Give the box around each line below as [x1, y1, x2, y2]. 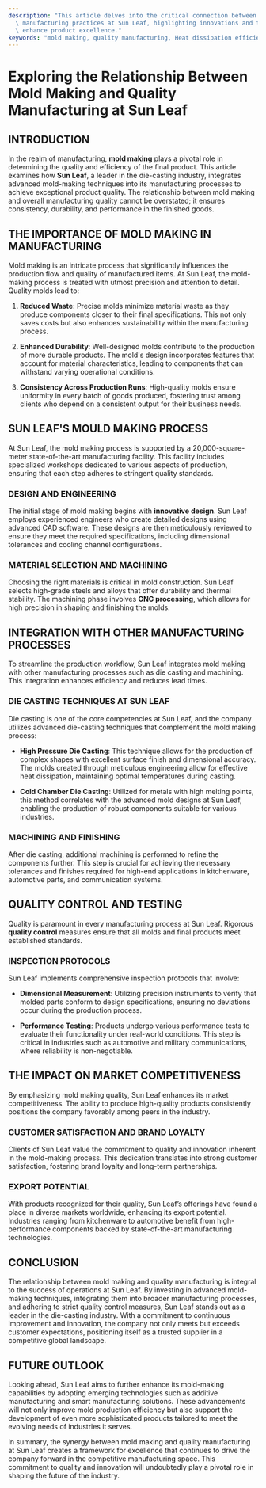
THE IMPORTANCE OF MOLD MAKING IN [8, 227, 211, 241]
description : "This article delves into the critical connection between [8, 11, 257, 20]
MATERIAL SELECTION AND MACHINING [8, 560, 168, 571]
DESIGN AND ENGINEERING [8, 488, 116, 499]
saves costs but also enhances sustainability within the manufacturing [19, 318, 249, 328]
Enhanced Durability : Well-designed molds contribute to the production [19, 342, 255, 352]
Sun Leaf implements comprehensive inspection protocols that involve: [8, 973, 240, 983]
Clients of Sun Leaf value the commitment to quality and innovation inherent [8, 1145, 256, 1155]
